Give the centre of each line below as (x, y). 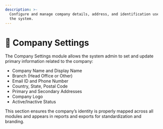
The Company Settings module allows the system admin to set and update (79, 56)
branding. (15, 122)
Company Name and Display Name (47, 71)
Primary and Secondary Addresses (47, 92)
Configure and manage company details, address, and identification (80, 14)
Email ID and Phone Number (40, 81)
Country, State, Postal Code (40, 86)
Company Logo (27, 97)
